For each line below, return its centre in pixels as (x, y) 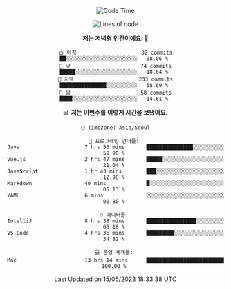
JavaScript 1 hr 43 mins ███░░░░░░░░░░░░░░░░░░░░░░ (115, 171)
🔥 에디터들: (114, 215)
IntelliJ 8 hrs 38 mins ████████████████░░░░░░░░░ (115, 221)
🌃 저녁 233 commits (115, 79)
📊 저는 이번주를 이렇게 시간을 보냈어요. (115, 113)
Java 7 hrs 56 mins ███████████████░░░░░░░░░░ (115, 147)
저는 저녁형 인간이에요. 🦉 (115, 38)
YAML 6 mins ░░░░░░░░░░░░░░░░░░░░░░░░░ (115, 195)
